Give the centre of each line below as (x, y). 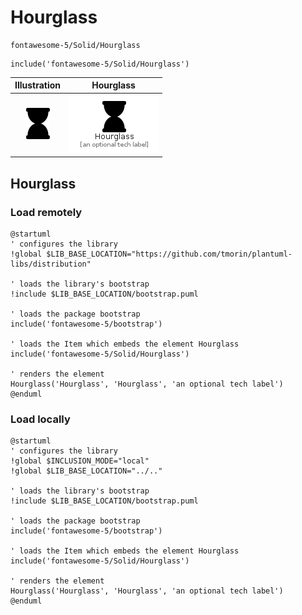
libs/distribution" (51, 264)
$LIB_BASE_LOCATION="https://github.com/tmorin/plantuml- (169, 254)
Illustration (38, 85)
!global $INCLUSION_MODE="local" (80, 461)
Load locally (40, 419)
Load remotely (46, 212)
